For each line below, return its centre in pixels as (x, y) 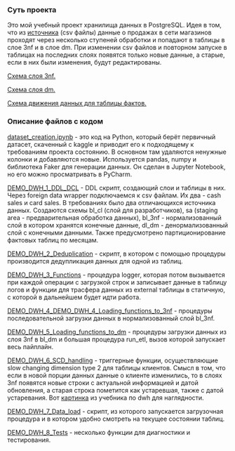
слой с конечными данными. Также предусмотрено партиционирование (116, 233)
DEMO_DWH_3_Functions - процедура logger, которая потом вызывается (116, 275)
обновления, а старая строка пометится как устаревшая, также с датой (115, 390)
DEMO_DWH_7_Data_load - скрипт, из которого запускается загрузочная (115, 411)
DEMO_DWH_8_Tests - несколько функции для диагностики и (99, 432)
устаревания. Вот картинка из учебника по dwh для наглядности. (106, 398)
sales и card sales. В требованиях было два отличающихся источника (112, 202)
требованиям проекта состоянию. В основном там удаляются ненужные (117, 152)
